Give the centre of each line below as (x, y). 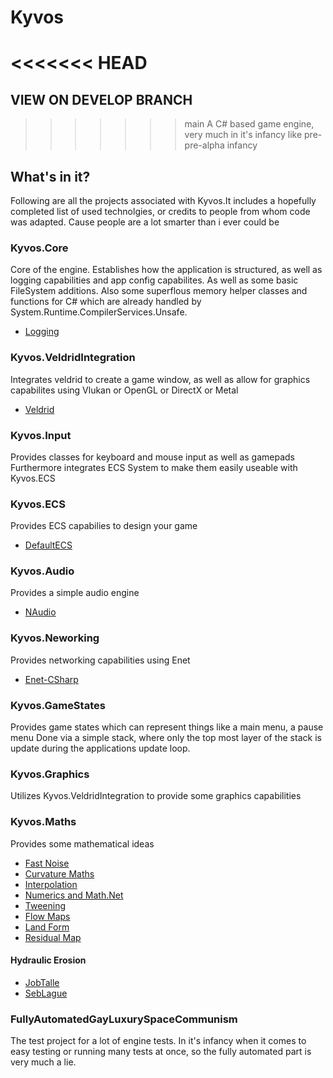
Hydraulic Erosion (48, 960)
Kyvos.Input (41, 435)
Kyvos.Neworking (55, 638)
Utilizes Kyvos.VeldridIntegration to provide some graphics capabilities (156, 796)
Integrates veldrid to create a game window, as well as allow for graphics (160, 379)
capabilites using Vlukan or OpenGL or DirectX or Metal (124, 390)
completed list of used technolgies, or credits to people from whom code (160, 211)
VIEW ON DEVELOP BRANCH (101, 99)
